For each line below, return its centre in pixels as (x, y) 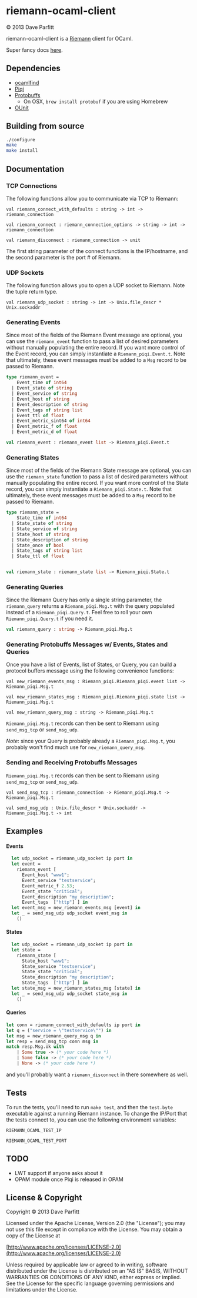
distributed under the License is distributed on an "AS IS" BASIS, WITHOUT (97, 1271)
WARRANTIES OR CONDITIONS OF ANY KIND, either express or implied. (94, 1277)
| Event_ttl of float (38, 415)
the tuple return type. (32, 292)
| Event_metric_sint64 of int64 (51, 421)
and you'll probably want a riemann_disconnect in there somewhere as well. (97, 1074)
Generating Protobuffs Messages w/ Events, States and (87, 644)
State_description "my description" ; (68, 977)
